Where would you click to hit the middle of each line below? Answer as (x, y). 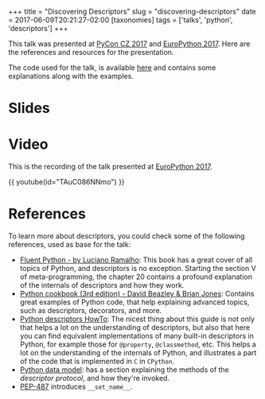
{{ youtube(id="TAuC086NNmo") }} (66, 182)
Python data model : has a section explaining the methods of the (124, 370)
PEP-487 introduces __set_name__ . (76, 387)
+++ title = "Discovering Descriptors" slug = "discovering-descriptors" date (132, 12)
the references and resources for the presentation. (91, 52)
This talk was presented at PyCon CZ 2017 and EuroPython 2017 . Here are (129, 44)
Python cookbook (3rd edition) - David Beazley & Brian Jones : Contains (137, 294)
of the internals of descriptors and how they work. (102, 285)
